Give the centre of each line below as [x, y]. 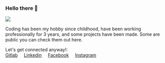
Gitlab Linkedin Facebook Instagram [51, 55]
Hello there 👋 [22, 8]
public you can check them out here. [44, 40]
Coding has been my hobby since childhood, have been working [73, 29]
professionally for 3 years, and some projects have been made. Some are [83, 34]
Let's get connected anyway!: [37, 50]
